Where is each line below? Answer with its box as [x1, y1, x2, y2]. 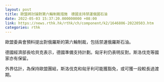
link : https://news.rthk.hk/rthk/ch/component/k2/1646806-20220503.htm [5, 20, 154, 26]
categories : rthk [5, 25, 41, 30]
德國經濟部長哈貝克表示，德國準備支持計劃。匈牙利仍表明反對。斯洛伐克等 [5, 49, 155, 55]
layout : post [5, 7, 32, 12]
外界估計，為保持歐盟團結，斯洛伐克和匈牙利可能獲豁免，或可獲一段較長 [5, 66, 150, 72]
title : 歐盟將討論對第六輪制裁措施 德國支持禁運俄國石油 [5, 12, 108, 16]
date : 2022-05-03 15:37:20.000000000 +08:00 [5, 16, 97, 21]
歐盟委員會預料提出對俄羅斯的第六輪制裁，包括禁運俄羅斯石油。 [5, 39, 133, 45]
